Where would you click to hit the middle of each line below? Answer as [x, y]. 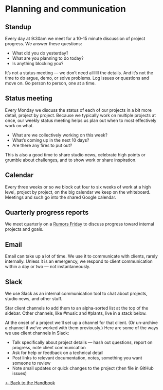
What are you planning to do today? [48, 58]
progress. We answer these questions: [44, 44]
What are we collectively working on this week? [60, 135]
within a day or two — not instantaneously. [48, 267]
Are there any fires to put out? [42, 145]
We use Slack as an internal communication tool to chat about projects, [76, 294]
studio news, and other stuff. [34, 299]
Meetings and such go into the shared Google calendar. [61, 197]
